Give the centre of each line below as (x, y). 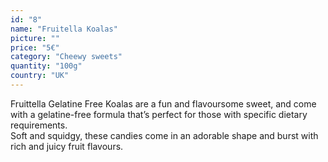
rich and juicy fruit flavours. (67, 146)
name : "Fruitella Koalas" (64, 29)
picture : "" (35, 38)
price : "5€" (35, 47)
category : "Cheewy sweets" (66, 57)
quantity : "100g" (46, 66)
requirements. (39, 125)
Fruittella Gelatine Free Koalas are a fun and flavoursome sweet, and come (163, 103)
